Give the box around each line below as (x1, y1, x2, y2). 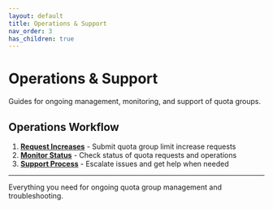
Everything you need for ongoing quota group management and (8, 182, 222, 192)
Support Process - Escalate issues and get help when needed (19, 159, 229, 168)
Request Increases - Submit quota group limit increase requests (19, 142, 236, 151)
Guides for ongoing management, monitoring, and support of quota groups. (8, 97, 262, 107)
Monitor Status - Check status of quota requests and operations (19, 150, 237, 159)
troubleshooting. (8, 191, 63, 200)
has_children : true (8, 34, 75, 43)
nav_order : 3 (8, 27, 53, 35)
